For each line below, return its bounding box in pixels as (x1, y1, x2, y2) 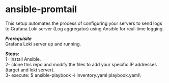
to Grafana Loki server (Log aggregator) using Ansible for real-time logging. (5, 25, 164, 31)
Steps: (5, 51, 19, 57)
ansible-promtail (5, 4, 77, 15)
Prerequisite (5, 35, 32, 41)
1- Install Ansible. (5, 56, 41, 62)
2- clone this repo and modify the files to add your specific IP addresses (5, 61, 157, 67)
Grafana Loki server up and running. (5, 40, 81, 47)
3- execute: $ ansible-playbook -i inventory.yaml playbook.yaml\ (5, 72, 141, 78)
